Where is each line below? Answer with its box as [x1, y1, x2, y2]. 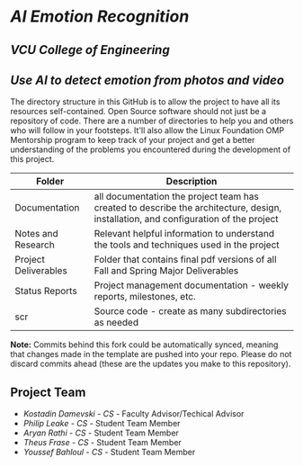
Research [14, 238, 55, 251]
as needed [94, 317, 138, 329]
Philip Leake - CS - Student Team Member [22, 418, 181, 429]
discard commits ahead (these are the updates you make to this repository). [10, 358, 291, 370]
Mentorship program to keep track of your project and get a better [10, 135, 255, 146]
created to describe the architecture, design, [94, 202, 282, 214]
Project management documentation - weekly [94, 279, 289, 291]
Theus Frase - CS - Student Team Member [22, 437, 183, 448]
